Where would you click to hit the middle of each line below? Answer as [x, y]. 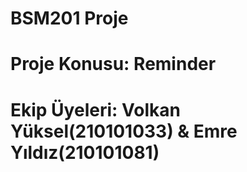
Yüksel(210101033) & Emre [124, 131]
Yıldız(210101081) [85, 152]
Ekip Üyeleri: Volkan [95, 109]
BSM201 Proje [69, 18]
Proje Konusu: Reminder [113, 64]
